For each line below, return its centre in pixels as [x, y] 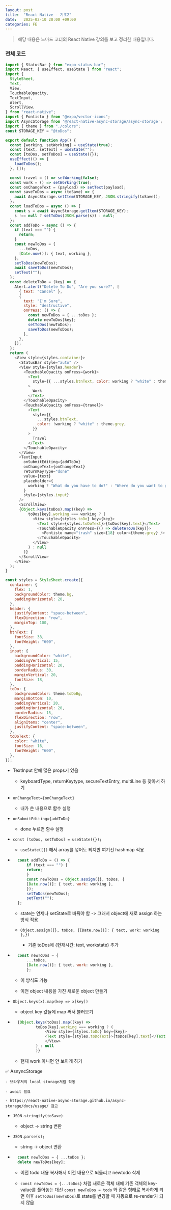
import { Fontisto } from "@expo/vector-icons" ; [58, 117]
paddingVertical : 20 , [37, 704]
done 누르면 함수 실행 [42, 829]
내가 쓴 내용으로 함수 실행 [46, 809]
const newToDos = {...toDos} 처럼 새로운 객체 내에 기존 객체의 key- [89, 1183]
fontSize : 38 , [29, 637]
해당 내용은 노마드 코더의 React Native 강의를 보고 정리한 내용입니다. [86, 39]
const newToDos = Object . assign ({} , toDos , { [75, 879]
